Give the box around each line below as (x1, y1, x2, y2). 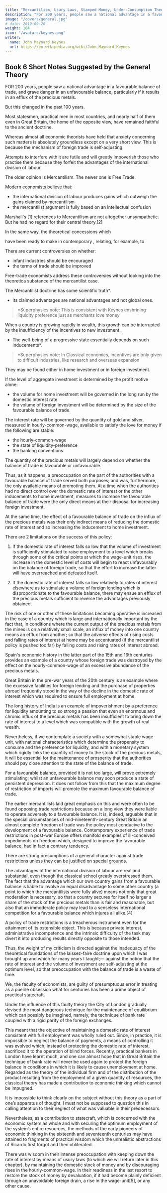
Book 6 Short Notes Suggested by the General (5, 63, 151, 71)
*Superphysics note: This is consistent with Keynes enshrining (17, 307, 146, 313)
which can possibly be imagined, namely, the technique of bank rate (5, 1012, 145, 1018)
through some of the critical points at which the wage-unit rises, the (12, 554, 152, 560)
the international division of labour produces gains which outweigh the (12, 194, 157, 200)
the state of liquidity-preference (12, 442, 78, 448)
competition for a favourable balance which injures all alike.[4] (5, 910, 133, 916)
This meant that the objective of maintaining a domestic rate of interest (5, 1027, 151, 1033)
